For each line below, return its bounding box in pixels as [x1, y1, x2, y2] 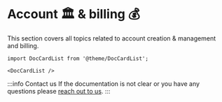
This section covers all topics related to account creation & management [7, 34, 216, 43]
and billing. [7, 41, 39, 50]
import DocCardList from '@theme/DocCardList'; [7, 54, 149, 62]
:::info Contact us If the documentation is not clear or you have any [7, 79, 200, 88]
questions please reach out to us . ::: [7, 87, 111, 95]
